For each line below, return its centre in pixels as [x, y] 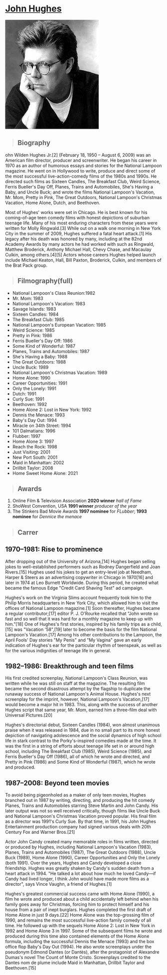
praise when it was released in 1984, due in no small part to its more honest [83, 730]
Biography [34, 143]
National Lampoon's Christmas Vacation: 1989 [60, 373]
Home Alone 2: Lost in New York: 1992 [52, 409]
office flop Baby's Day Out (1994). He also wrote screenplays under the [79, 947]
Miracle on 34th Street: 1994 [42, 425]
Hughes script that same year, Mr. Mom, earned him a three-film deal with [81, 710]
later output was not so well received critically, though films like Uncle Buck [83, 811]
